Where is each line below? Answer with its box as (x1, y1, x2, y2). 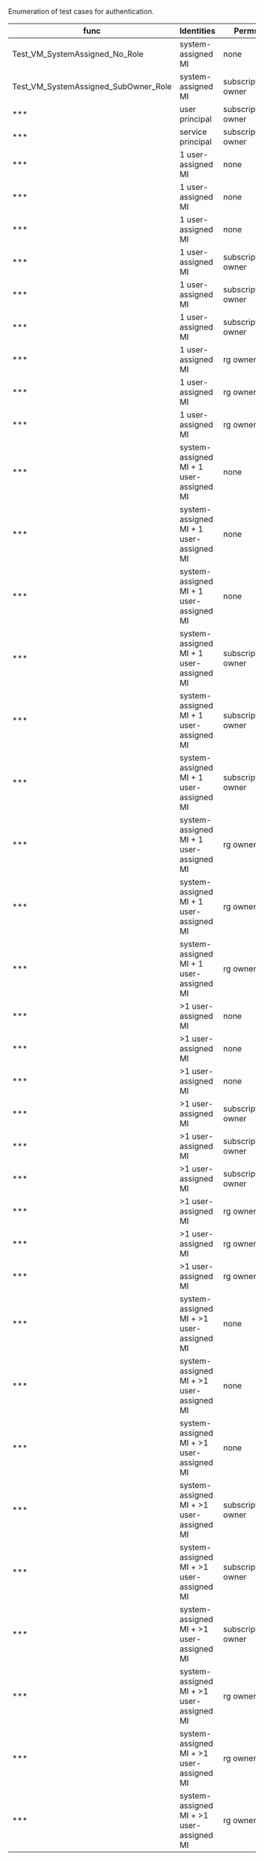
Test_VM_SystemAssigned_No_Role (12, 49, 144, 59)
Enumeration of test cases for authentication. (8, 7, 155, 16)
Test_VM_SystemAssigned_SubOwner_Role (12, 81, 172, 91)
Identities (179, 25, 216, 36)
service (179, 126, 207, 137)
